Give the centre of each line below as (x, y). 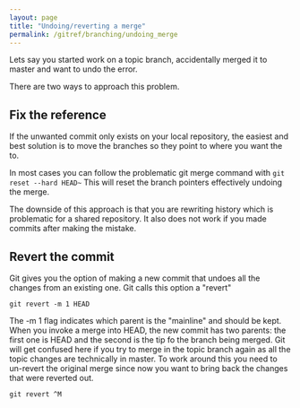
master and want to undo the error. (73, 69)
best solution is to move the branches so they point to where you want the (146, 146)
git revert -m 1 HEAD (50, 304)
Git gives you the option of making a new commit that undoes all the (135, 278)
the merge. (30, 192)
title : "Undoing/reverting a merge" (77, 26)
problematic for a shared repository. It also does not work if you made (138, 219)
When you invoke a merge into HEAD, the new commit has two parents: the (148, 330)
